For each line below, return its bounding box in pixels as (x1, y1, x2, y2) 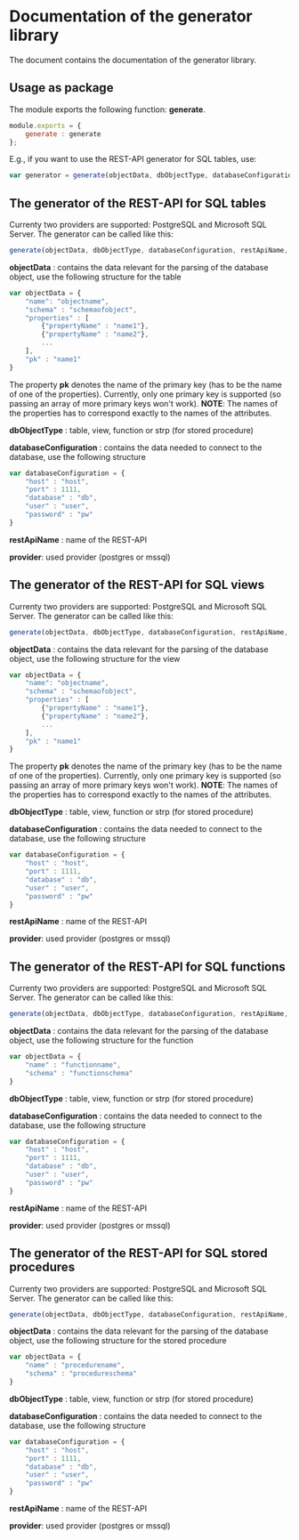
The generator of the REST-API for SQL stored (9, 1246, 269, 1261)
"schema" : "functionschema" (25, 1068, 133, 1077)
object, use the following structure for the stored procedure (9, 1335, 227, 1346)
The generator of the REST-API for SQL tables (9, 196, 267, 211)
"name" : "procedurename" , (25, 1361, 125, 1370)
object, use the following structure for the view (9, 653, 181, 664)
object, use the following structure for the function (9, 1035, 194, 1046)
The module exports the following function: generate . (9, 104, 206, 115)
